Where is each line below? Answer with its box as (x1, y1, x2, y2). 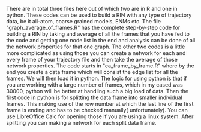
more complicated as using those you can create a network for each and (6, 50, 186, 56)
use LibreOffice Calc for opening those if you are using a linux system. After (6, 113, 194, 120)
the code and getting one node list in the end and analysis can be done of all (6, 37, 196, 44)
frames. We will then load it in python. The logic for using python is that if (6, 75, 187, 82)
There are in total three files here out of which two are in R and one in (6, 5, 178, 12)
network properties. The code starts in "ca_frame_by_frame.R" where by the (6, 62, 195, 69)
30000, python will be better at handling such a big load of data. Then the (6, 88, 189, 94)
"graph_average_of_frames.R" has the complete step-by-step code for (6, 24, 181, 31)
